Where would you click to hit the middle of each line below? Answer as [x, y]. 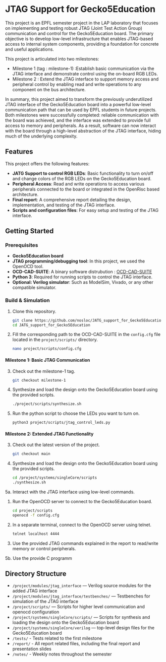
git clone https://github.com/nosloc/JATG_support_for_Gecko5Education [88, 320]
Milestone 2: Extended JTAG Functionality [49, 434]
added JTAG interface [35, 591]
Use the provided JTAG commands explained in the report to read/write [85, 543]
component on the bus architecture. [49, 89]
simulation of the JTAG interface [45, 601]
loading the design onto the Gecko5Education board [66, 623]
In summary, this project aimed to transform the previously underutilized [79, 99]
